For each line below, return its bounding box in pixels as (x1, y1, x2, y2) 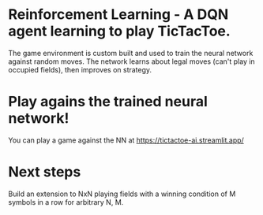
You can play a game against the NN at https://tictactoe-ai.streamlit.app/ (8, 135, 245, 145)
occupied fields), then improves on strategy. (8, 65, 152, 74)
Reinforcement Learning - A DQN (8, 6, 229, 24)
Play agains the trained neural (8, 93, 208, 111)
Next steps (8, 163, 81, 181)
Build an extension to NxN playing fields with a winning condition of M (8, 189, 236, 198)
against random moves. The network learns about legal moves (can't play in (8, 57, 255, 66)
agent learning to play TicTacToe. (8, 22, 231, 40)
